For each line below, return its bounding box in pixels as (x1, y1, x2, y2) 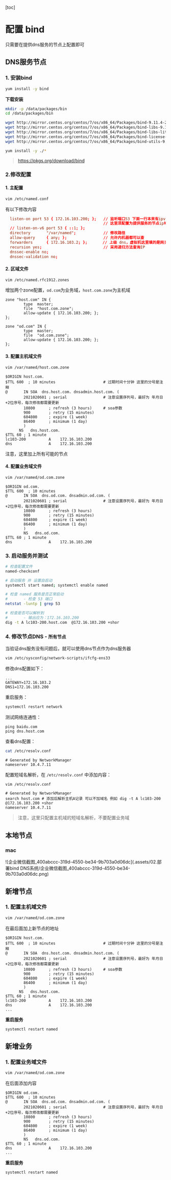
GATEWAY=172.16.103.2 (5, 680, 51, 685)
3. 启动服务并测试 (5, 552, 48, 559)
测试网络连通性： (5, 714, 41, 720)
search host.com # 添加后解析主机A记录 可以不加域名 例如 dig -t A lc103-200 (5, 796, 161, 801)
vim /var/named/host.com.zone (5, 365, 70, 370)
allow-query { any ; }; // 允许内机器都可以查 (10, 235, 145, 240)
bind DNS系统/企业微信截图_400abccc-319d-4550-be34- (9, 865, 131, 872)
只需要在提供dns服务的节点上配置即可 (5, 41, 85, 47)
